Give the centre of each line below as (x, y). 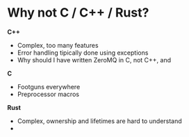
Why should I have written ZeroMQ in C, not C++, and (94, 60)
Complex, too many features (58, 45)
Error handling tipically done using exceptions (83, 53)
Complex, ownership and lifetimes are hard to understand (99, 121)
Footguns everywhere (49, 86)
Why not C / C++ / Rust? (78, 13)
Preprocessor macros (48, 94)
